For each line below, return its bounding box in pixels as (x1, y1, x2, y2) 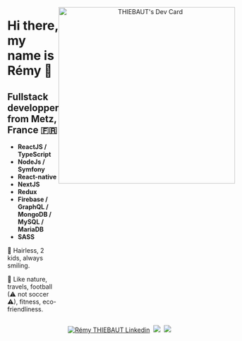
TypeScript (17, 150, 52, 158)
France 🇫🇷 (7, 124, 58, 136)
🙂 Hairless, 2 (7, 246, 44, 254)
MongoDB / (17, 210, 52, 218)
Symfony (17, 165, 45, 173)
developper (7, 102, 59, 114)
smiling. (7, 261, 30, 270)
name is (7, 48, 54, 64)
